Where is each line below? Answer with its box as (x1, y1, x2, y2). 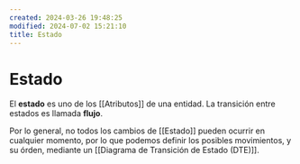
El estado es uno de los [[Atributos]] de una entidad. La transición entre (9, 98, 277, 109)
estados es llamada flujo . (9, 108, 104, 119)
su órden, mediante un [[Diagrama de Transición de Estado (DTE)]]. (9, 145, 259, 156)
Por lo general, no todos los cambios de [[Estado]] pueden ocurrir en (9, 125, 266, 136)
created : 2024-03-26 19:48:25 (9, 13, 123, 23)
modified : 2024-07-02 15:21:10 (9, 22, 127, 31)
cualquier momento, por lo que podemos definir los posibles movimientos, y (9, 135, 292, 146)
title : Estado (9, 30, 63, 39)
